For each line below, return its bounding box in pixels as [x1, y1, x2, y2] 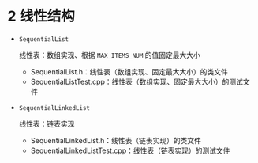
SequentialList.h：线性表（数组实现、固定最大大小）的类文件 [30, 66, 228, 76]
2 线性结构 [7, 7, 76, 25]
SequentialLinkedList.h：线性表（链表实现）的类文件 [30, 135, 202, 145]
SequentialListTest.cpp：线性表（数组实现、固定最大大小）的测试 [30, 77, 244, 86]
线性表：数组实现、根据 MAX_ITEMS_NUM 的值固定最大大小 [18, 50, 200, 59]
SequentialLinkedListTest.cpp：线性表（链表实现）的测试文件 [30, 146, 230, 155]
